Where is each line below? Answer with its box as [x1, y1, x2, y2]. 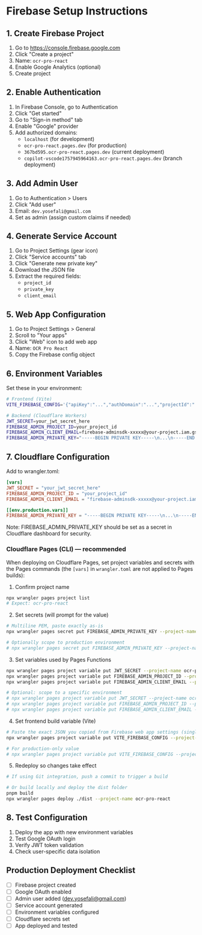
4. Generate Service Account [6, 231, 117, 242]
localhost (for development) [23, 135, 95, 142]
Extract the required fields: [14, 272, 81, 280]
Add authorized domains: [14, 128, 78, 136]
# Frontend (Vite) [6, 396, 52, 402]
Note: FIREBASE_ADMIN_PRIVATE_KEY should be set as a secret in [6, 523, 173, 531]
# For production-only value [6, 746, 79, 752]
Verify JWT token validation [14, 841, 84, 848]
